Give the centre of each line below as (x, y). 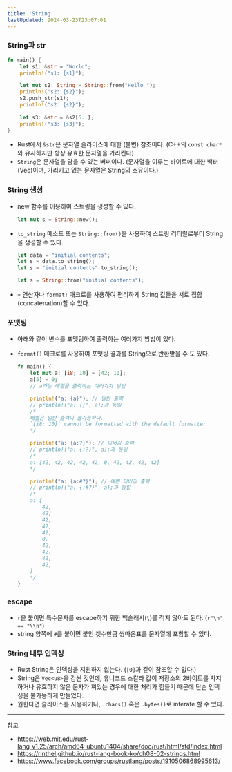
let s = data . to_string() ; (56, 262)
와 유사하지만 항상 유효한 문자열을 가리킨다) (76, 153)
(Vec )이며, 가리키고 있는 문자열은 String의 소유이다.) (88, 171)
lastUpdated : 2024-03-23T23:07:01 (57, 20)
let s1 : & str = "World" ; (55, 66)
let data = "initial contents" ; (64, 255)
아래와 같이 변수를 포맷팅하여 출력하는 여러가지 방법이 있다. (96, 339)
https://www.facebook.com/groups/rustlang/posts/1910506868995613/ (119, 761)
